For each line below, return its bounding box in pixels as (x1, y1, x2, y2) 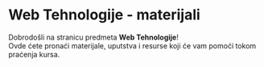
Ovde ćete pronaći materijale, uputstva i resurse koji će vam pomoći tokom (8, 40, 257, 50)
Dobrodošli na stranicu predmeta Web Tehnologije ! (8, 32, 179, 42)
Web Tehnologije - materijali (8, 6, 201, 24)
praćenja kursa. (8, 49, 60, 59)
